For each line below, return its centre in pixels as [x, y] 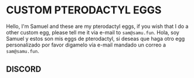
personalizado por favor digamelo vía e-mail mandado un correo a [86, 45]
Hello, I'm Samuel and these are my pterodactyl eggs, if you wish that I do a [97, 26]
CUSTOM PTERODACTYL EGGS [84, 10]
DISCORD [24, 70]
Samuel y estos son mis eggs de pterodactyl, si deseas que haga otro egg [96, 38]
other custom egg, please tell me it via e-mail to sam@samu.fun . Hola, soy [93, 32]
